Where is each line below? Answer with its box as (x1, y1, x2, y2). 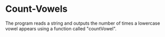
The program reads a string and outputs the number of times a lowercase (5, 20, 160, 26)
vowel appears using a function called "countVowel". (5, 25, 117, 31)
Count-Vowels (5, 3, 68, 15)
